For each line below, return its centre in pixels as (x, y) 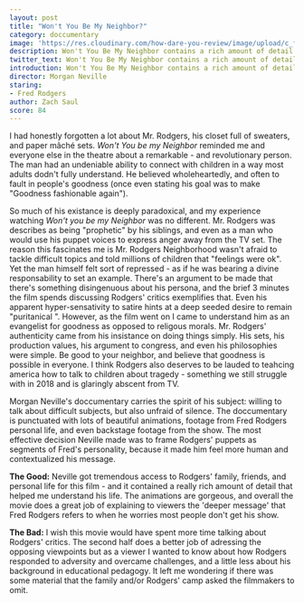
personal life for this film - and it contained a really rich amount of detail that (151, 486)
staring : (26, 85)
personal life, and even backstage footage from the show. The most (136, 430)
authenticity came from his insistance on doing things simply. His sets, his (147, 336)
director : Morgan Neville (58, 77)
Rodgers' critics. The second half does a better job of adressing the (136, 542)
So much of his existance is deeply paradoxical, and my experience (135, 211)
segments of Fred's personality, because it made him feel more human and (149, 449)
